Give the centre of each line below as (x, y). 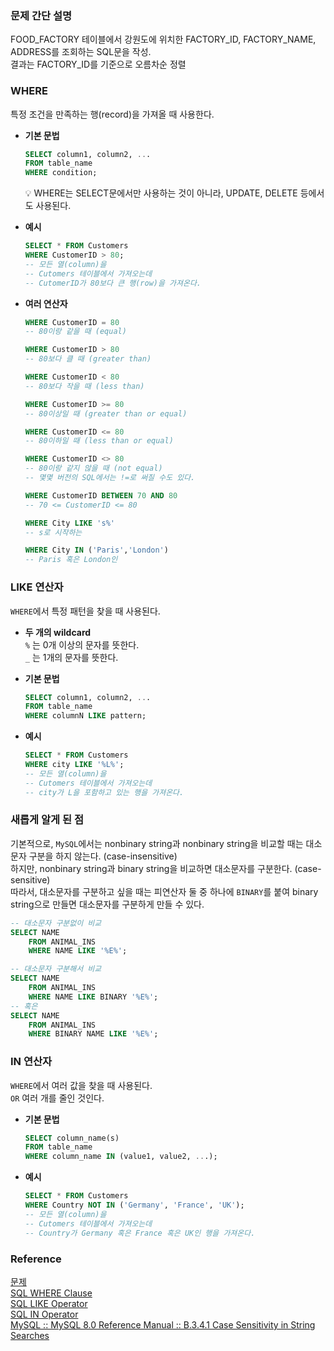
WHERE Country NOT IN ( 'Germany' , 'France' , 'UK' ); (134, 1205)
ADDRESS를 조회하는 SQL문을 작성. (81, 52)
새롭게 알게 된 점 (47, 820)
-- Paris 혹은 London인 (71, 560)
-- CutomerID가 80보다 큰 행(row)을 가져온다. (113, 283)
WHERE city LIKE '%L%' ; (74, 765)
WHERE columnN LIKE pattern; (85, 716)
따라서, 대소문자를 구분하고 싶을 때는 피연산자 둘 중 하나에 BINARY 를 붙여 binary (164, 891)
